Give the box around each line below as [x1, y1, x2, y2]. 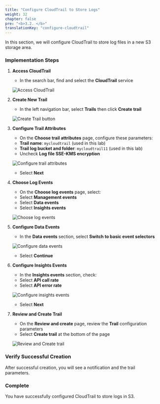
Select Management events [19, 194, 77, 200]
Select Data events [19, 200, 59, 206]
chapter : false [5, 16, 36, 21]
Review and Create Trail [12, 311, 63, 317]
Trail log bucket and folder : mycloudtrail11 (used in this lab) [19, 145, 143, 151]
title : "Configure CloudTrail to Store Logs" [5, 7, 100, 12]
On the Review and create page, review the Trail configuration [19, 321, 147, 327]
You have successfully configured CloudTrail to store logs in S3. [5, 394, 135, 400]
